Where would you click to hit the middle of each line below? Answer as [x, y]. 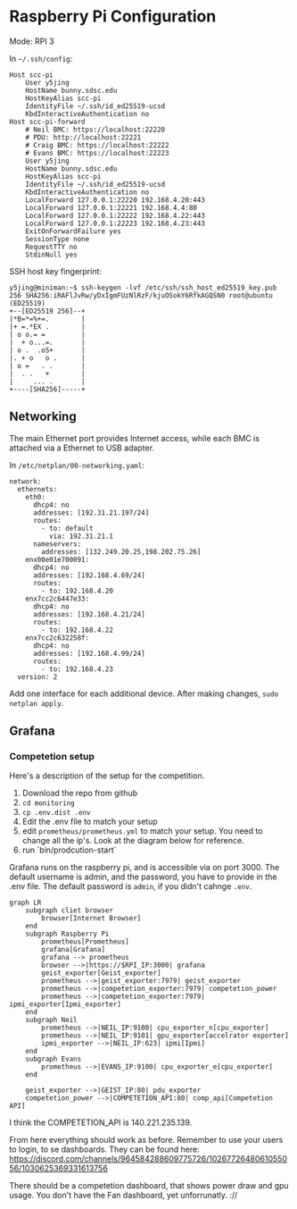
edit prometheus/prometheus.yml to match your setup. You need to [142, 831]
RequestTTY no [51, 247]
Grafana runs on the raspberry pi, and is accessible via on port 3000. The [144, 868]
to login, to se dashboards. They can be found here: [104, 1149]
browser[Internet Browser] [91, 919]
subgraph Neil [51, 1020]
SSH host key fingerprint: [56, 271]
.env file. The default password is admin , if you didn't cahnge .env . [131, 886]
